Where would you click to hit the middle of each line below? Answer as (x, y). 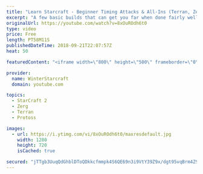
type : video (21, 29)
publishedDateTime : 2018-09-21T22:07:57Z (59, 46)
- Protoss (24, 118)
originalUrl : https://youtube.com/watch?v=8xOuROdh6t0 (77, 23)
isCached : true (36, 151)
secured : (17, 162)
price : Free (21, 34)
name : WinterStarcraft (40, 79)
